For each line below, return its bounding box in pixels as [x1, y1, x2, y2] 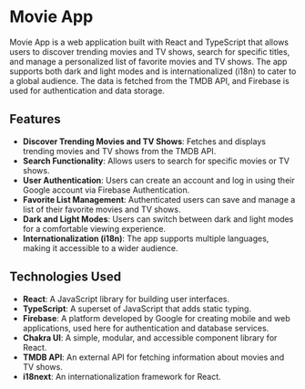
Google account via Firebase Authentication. [22, 184, 190, 195]
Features [9, 111, 61, 127]
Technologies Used [9, 269, 121, 285]
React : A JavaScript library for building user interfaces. [22, 293, 230, 304]
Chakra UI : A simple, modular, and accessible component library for [22, 331, 278, 343]
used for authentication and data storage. [9, 85, 166, 96]
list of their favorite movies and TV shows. [22, 204, 181, 215]
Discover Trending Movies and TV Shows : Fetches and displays [22, 135, 267, 147]
